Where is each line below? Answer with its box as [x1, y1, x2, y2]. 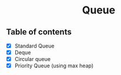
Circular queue [14, 56, 51, 63]
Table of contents [6, 27, 72, 37]
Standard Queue [14, 42, 55, 49]
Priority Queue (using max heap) [14, 62, 94, 69]
